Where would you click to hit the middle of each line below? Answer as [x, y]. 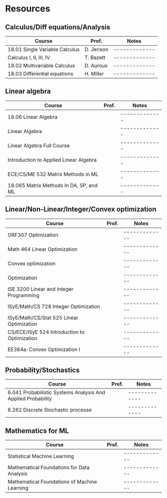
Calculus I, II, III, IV [29, 58]
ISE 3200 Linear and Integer [41, 289]
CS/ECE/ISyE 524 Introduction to [46, 332]
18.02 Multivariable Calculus [42, 65]
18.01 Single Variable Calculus [44, 49]
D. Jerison [96, 49]
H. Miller [94, 74]
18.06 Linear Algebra [33, 117]
